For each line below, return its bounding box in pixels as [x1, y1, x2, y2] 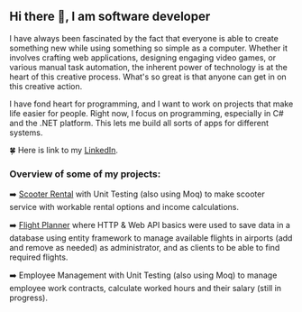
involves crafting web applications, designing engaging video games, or [9, 51, 277, 63]
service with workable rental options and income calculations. [9, 202, 240, 213]
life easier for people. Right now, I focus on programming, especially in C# [9, 107, 284, 118]
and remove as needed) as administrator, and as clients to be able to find [9, 243, 280, 253]
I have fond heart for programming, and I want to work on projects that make [9, 98, 294, 109]
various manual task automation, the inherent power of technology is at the [9, 61, 288, 72]
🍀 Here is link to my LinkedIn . [9, 144, 119, 155]
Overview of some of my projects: [9, 168, 161, 180]
